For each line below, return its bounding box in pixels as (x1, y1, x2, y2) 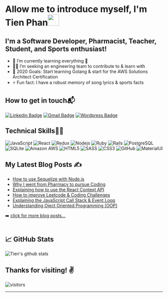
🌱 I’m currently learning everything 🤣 (12, 58, 88, 63)
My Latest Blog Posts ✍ (5, 160, 81, 169)
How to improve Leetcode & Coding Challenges (12, 192, 110, 198)
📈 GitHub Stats (5, 235, 54, 243)
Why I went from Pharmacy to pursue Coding (12, 181, 106, 187)
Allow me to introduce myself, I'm (5, 3, 147, 15)
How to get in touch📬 (5, 96, 75, 105)
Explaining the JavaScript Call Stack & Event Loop (12, 197, 115, 203)
